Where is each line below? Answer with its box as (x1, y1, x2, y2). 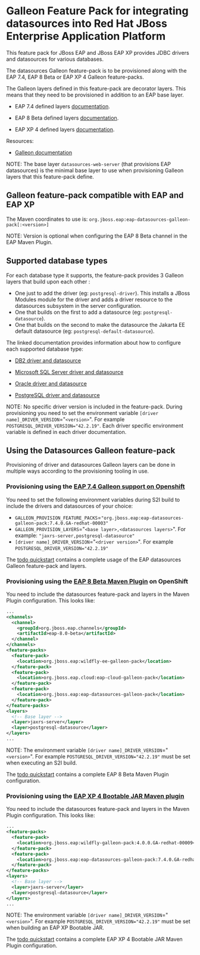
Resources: (6, 137, 34, 144)
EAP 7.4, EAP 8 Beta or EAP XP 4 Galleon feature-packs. (6, 73, 144, 80)
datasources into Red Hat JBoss (6, 17, 168, 30)
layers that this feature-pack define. (6, 173, 94, 180)
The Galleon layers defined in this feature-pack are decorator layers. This (6, 85, 186, 92)
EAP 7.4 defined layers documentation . (14, 102, 110, 110)
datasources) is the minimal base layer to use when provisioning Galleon (6, 167, 184, 174)
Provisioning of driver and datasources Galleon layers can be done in (6, 461, 176, 469)
